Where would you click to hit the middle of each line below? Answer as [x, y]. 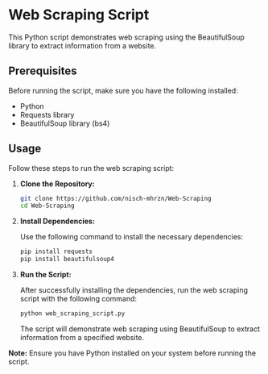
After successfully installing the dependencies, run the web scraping [134, 290]
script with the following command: [78, 299]
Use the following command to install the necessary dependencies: [132, 237]
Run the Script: [45, 275]
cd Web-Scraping [47, 206]
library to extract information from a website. [82, 45]
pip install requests [56, 251]
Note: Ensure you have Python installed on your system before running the [132, 353]
